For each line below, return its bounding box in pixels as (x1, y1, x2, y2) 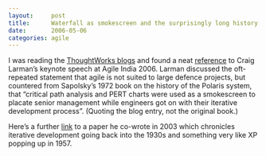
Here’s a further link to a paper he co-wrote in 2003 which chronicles (8, 122, 235, 131)
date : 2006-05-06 (8, 26, 88, 34)
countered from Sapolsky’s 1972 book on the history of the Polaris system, (8, 81, 252, 91)
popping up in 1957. (8, 138, 72, 148)
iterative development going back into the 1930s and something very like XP (8, 131, 258, 140)
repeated (8, 72, 38, 82)
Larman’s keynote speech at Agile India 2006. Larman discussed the (8, 64, 233, 74)
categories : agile (8, 33, 69, 42)
